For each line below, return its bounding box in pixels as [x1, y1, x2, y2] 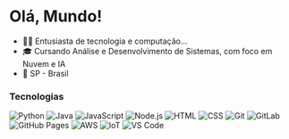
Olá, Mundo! [9, 6, 103, 27]
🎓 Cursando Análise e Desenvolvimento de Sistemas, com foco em [21, 45, 273, 56]
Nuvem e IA [21, 58, 66, 69]
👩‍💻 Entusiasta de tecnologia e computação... [21, 36, 188, 46]
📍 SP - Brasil [21, 68, 69, 78]
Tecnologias [9, 90, 64, 102]
